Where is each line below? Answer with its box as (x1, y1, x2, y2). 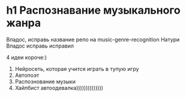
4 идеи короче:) (6, 54, 47, 61)
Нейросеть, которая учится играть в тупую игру (14, 65, 139, 72)
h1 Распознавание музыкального (6, 4, 181, 17)
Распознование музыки (14, 78, 76, 85)
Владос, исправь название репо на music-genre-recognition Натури (6, 36, 180, 43)
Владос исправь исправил (6, 42, 74, 49)
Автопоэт (14, 71, 40, 79)
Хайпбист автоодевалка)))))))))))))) (14, 84, 104, 91)
